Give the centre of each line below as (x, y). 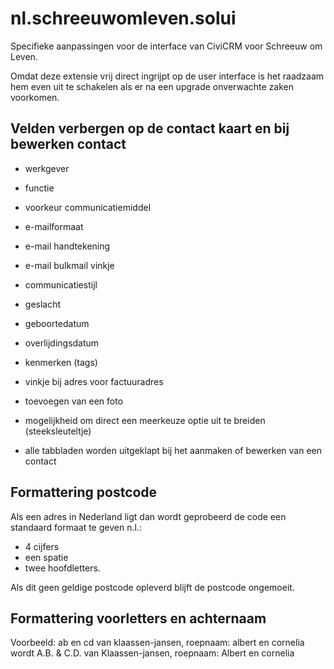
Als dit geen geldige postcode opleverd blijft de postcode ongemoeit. (152, 587)
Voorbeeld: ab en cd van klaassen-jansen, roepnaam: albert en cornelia (157, 643)
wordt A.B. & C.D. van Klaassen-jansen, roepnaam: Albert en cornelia (152, 653)
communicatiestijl (61, 284)
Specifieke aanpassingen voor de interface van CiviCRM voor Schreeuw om (166, 46)
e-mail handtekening (67, 246)
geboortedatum (57, 323)
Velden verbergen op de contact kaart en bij (150, 128)
